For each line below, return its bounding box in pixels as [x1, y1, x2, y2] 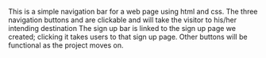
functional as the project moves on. [8, 41, 124, 50]
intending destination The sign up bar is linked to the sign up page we [8, 24, 237, 33]
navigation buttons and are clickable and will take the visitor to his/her [8, 15, 237, 25]
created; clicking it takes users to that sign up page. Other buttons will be [8, 32, 248, 41]
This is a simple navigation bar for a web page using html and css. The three [8, 7, 258, 16]
